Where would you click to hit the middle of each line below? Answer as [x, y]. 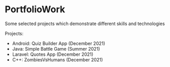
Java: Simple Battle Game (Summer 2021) [56, 49]
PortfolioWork [35, 9]
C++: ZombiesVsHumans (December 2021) [58, 59]
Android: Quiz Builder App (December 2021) [59, 43]
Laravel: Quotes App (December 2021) [53, 54]
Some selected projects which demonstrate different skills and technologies [85, 24]
